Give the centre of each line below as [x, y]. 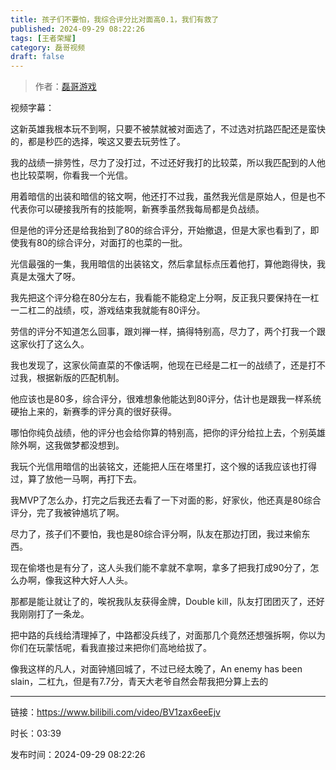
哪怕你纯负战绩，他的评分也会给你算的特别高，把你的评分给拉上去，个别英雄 [168, 433]
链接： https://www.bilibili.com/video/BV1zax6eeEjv [115, 712]
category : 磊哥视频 [48, 47]
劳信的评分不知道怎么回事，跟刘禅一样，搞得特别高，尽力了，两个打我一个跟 [168, 332]
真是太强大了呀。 [45, 277]
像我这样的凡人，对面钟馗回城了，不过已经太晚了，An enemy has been [156, 669]
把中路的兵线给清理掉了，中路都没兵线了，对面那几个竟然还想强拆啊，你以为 [168, 635]
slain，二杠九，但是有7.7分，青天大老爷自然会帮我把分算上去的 [139, 682]
